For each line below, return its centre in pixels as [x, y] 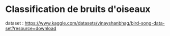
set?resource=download [31, 28]
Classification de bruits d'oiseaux [78, 9]
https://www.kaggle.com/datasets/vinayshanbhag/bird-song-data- [95, 23]
